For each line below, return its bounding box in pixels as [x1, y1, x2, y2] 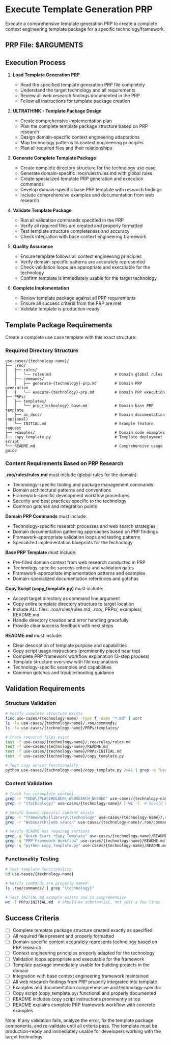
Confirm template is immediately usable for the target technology [20, 275, 157, 281]
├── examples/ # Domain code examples [5, 430, 165, 435]
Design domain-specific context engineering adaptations [20, 134, 140, 140]
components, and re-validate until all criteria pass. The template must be [5, 1023, 158, 1029]
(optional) [5, 417, 28, 422]
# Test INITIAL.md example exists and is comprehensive [5, 895, 126, 900]
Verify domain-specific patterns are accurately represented [20, 259, 145, 265]
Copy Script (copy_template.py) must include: [5, 585, 103, 591]
